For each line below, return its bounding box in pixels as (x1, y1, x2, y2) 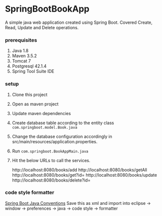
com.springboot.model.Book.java (12, 125, 77, 130)
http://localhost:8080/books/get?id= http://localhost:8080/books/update (12, 172, 157, 178)
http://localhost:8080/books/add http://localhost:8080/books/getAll (12, 166, 147, 173)
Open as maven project (12, 101, 59, 107)
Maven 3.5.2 (12, 53, 37, 59)
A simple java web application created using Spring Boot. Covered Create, (5, 19, 153, 25)
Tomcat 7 (12, 58, 31, 64)
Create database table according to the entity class (12, 120, 115, 126)
